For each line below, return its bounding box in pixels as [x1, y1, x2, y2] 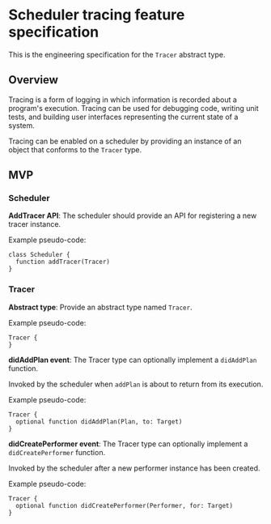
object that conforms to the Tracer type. [8, 144, 142, 155]
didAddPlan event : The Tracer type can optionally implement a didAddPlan [8, 355, 257, 364]
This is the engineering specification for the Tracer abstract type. [8, 49, 226, 59]
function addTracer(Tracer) [15, 258, 111, 266]
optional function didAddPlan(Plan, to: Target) [15, 417, 183, 426]
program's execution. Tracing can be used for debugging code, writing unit [8, 103, 259, 113]
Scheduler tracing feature [8, 6, 185, 24]
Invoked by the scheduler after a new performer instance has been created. [8, 463, 260, 473]
